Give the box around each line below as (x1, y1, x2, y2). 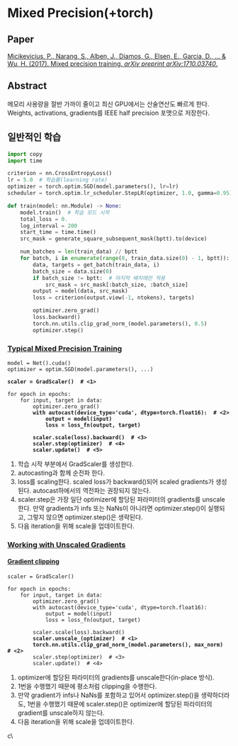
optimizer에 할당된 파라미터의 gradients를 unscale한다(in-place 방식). (17, 673, 215, 682)
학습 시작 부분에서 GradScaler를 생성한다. (17, 459, 134, 468)
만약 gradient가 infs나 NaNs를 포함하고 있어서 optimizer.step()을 (17, 691, 200, 699)
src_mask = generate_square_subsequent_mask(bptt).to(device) (20, 235, 208, 242)
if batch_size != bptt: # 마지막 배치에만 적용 (33, 274, 166, 281)
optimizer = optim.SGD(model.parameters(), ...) (7, 366, 154, 373)
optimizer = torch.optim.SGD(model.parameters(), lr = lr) (7, 183, 179, 191)
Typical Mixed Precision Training (7, 344, 123, 354)
